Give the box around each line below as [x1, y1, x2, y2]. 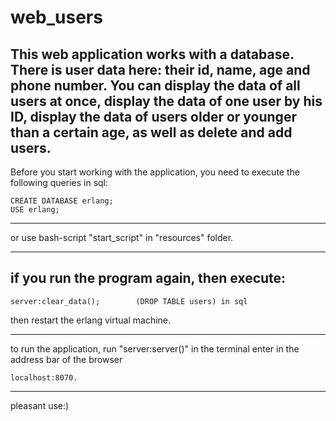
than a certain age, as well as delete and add [10, 124, 293, 141]
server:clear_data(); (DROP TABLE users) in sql [10, 296, 248, 306]
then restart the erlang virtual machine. [10, 314, 172, 326]
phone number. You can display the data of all [10, 77, 301, 94]
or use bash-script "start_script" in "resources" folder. [10, 232, 234, 243]
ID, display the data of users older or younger [10, 108, 297, 125]
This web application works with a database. [10, 46, 295, 63]
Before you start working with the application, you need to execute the [10, 166, 300, 178]
